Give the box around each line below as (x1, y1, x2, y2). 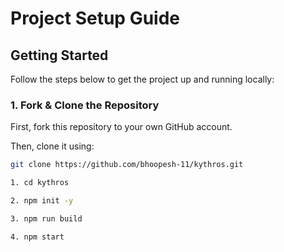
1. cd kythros (10, 178, 70, 188)
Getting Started (10, 47, 109, 64)
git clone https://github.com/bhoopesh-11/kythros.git (10, 160, 244, 170)
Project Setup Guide (10, 7, 181, 30)
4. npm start (10, 232, 65, 242)
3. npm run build (10, 213, 83, 224)
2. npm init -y (10, 196, 74, 206)
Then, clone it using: (10, 140, 95, 152)
